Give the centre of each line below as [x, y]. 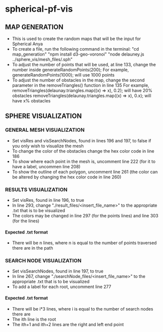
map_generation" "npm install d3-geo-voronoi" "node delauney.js [78, 54]
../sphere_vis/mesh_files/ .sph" [42, 59]
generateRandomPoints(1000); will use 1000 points [63, 75]
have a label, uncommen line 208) [46, 166]
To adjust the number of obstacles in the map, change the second [78, 80]
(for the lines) [26, 221]
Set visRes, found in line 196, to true [48, 200]
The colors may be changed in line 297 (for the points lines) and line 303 [85, 215]
